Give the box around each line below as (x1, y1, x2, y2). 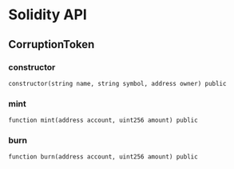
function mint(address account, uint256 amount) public (8, 116, 198, 125)
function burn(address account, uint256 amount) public (8, 153, 198, 161)
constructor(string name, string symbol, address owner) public (8, 79, 227, 87)
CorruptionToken (8, 38, 95, 51)
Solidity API (8, 6, 88, 24)
